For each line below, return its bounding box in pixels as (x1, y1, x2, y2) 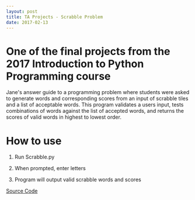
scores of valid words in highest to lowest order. (6, 113, 121, 120)
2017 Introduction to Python (6, 57, 144, 70)
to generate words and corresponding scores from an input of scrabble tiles (6, 95, 189, 102)
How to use (6, 134, 62, 147)
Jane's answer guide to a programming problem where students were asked (6, 89, 190, 96)
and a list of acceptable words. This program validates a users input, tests (6, 101, 184, 108)
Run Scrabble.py (14, 153, 55, 161)
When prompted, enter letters (14, 165, 86, 172)
